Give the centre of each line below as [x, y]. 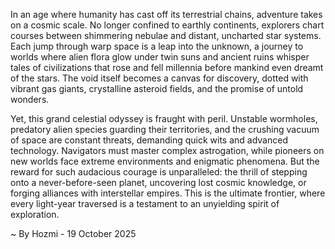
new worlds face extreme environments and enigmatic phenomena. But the [165, 161]
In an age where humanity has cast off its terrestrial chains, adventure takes [166, 14]
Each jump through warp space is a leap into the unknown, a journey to [157, 46]
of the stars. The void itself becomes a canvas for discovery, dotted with [159, 78]
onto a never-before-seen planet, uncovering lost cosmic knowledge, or [158, 182]
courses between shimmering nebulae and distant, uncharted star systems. [166, 35]
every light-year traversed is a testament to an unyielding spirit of [145, 203]
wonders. [30, 99]
